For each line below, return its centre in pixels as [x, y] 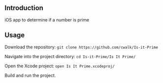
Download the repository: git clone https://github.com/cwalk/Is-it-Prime [81, 47]
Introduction [24, 8]
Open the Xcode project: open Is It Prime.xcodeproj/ [60, 66]
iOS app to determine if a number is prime [47, 20]
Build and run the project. [30, 75]
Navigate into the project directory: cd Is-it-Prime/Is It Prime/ [70, 56]
